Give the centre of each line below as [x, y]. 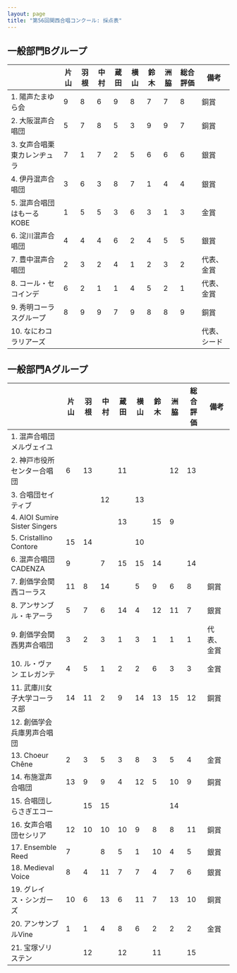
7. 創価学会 [29, 582]
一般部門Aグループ [48, 369]
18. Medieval [32, 868]
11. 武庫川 [28, 688]
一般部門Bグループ [47, 51]
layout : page [26, 14]
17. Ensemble [34, 848]
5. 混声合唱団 [33, 203]
